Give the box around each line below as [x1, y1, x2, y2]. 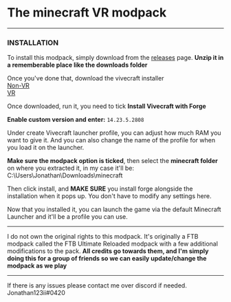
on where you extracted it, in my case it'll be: [7, 164, 134, 173]
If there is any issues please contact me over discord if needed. [7, 281, 187, 290]
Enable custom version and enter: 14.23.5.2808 [7, 116, 144, 124]
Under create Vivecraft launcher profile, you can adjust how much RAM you [7, 129, 221, 137]
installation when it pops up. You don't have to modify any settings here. [7, 192, 212, 200]
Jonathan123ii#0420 [7, 289, 65, 297]
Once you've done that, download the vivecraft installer [7, 74, 164, 83]
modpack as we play [7, 261, 67, 270]
